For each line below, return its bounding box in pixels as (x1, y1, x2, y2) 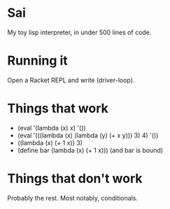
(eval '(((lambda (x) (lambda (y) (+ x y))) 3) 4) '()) (17, 131, 159, 140)
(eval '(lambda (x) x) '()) (17, 123, 86, 132)
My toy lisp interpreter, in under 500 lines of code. (7, 28, 152, 36)
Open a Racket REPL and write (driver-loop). (7, 76, 135, 84)
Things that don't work (7, 170, 143, 187)
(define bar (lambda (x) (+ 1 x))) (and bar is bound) (17, 146, 163, 154)
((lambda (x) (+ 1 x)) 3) (17, 138, 83, 147)
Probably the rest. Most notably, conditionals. (7, 194, 139, 202)
